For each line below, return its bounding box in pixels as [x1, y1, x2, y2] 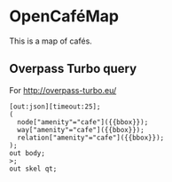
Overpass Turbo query [9, 61, 137, 76]
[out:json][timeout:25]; [9, 102, 101, 111]
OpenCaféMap [9, 6, 120, 27]
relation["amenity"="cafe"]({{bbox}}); [17, 133, 165, 142]
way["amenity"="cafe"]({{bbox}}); [17, 125, 145, 134]
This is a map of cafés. [9, 36, 93, 46]
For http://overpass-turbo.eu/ [9, 84, 117, 95]
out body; [9, 148, 46, 157]
